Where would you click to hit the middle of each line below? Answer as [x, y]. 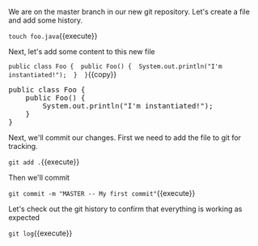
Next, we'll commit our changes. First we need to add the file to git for [125, 138]
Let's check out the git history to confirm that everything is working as [125, 209]
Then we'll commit [39, 178]
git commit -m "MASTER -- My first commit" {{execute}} [102, 193]
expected [24, 217]
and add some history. [46, 20]
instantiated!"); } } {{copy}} [63, 74]
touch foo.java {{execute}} [53, 36]
